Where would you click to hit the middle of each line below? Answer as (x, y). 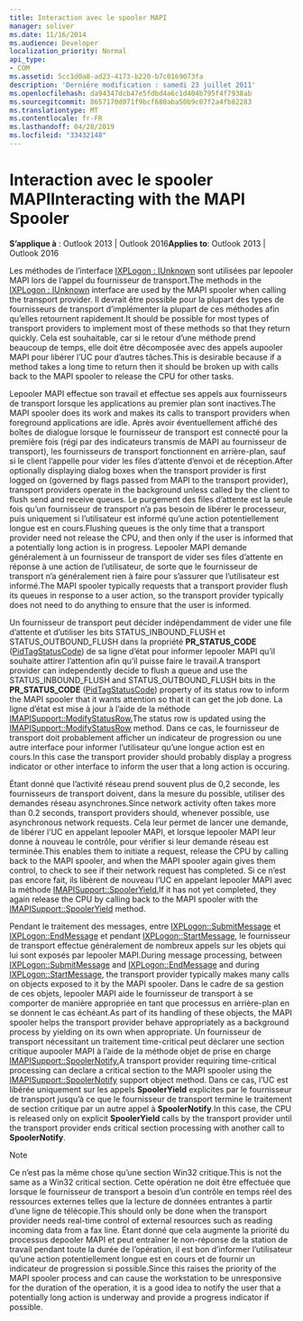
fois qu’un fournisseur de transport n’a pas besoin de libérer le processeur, (148, 509)
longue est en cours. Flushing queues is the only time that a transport (137, 528)
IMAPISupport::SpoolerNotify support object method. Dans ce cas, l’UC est (149, 1080)
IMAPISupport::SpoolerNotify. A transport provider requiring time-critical (143, 1060)
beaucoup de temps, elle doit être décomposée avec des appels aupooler (147, 347)
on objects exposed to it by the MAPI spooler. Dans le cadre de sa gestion (147, 984)
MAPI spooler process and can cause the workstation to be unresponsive (146, 1278)
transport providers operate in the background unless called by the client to (150, 490)
